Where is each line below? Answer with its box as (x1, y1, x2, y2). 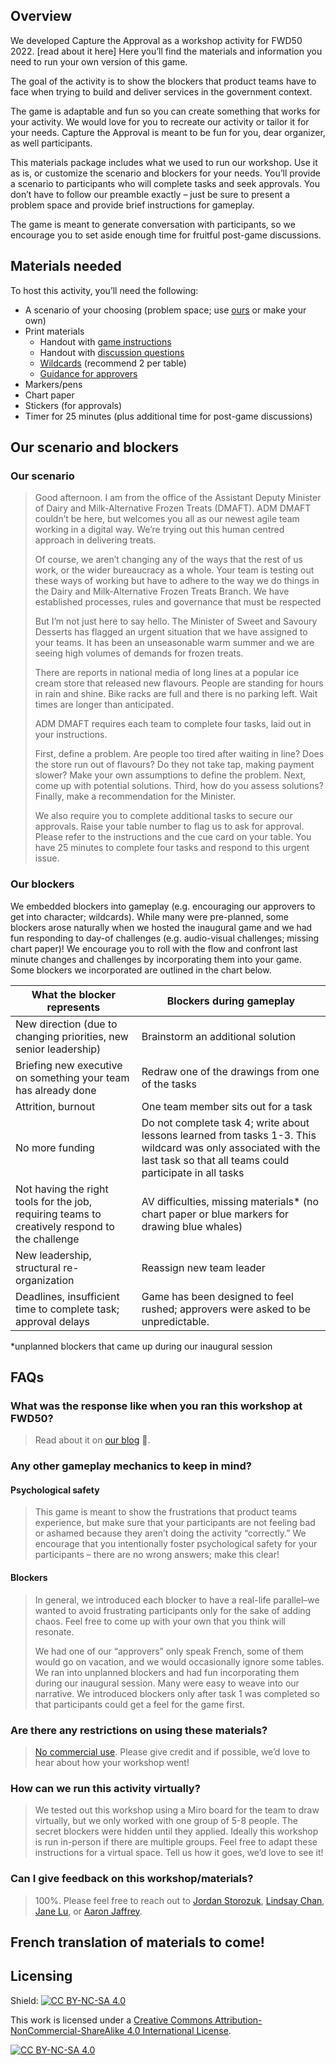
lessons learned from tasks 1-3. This (141, 1128, 317, 1142)
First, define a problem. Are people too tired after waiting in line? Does (34, 748, 325, 760)
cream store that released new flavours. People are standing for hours (34, 677, 324, 689)
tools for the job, (15, 1194, 93, 1208)
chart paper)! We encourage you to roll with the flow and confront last (10, 942, 298, 954)
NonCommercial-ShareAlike (10, 2024, 125, 2036)
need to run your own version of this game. (10, 55, 188, 68)
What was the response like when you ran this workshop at (10, 1399, 303, 1413)
